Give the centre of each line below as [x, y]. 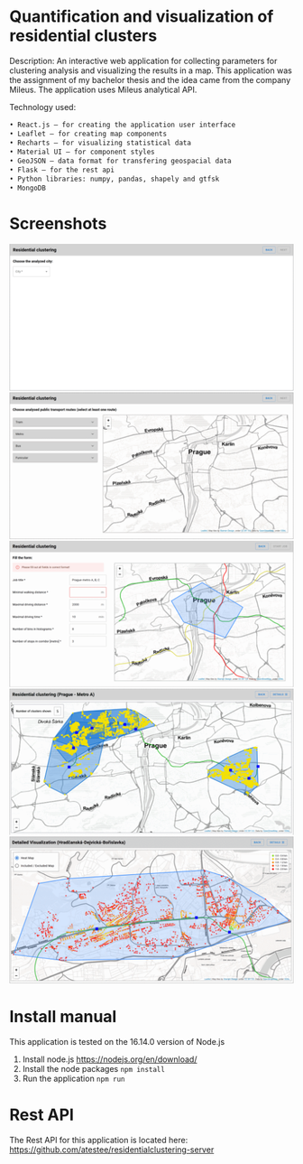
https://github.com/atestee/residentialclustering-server [112, 1150]
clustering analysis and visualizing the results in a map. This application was [151, 70]
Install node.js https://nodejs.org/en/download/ [110, 1059]
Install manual [63, 1016]
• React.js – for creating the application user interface [123, 125]
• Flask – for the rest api [62, 170]
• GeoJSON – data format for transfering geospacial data [120, 161]
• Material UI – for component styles [82, 152]
